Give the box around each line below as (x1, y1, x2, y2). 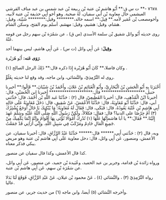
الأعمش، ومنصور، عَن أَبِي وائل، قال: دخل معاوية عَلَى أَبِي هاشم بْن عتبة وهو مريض (5, 135, 155, 141)
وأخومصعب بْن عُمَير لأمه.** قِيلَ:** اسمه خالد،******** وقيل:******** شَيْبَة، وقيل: (5, 16, 159, 22)
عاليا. (5, 180, 15, 185)
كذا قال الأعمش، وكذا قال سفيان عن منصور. (5, 150, 87, 156)
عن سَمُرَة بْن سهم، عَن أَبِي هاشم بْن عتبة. (5, 165, 82, 170)
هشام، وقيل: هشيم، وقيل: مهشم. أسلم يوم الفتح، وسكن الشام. (5, 21, 121, 27)
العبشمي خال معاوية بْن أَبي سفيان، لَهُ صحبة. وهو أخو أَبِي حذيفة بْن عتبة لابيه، (5, 11, 146, 17)
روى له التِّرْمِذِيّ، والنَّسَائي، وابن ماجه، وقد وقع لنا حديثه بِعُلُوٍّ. (5, 74, 115, 80)
